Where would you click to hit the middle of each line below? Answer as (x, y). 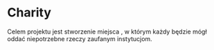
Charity (29, 13)
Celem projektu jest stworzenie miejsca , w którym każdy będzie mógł (107, 32)
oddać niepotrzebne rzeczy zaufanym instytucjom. (80, 38)
